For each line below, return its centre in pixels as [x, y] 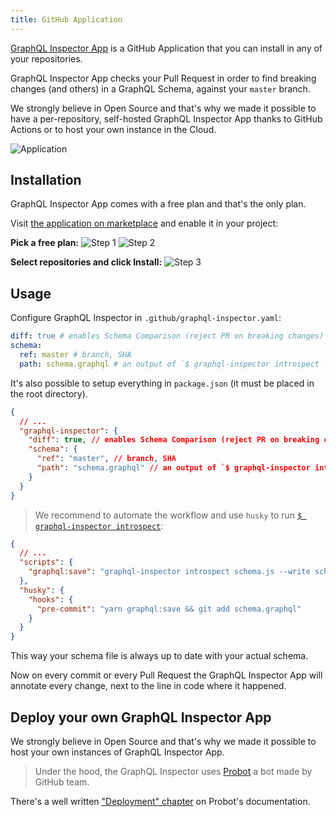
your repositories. [46, 58]
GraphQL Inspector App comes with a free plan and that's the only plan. [158, 204]
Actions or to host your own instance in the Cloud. [113, 129]
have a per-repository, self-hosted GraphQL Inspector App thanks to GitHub [166, 118]
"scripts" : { [46, 562]
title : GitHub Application [66, 19]
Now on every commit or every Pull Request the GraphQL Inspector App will [166, 675]
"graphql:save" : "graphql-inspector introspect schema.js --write [169, 572]
